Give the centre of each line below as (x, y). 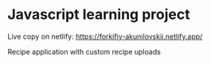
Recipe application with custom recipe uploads (84, 51)
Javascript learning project (99, 15)
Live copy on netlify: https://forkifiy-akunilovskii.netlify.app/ (105, 36)
